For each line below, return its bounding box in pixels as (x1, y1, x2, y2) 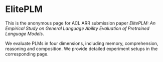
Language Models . (5, 30, 44, 36)
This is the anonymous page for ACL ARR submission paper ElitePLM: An (5, 20, 156, 26)
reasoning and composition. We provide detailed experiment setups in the (5, 45, 158, 51)
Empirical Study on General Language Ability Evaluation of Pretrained (5, 25, 149, 31)
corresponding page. (5, 51, 49, 57)
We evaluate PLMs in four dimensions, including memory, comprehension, (5, 40, 158, 46)
